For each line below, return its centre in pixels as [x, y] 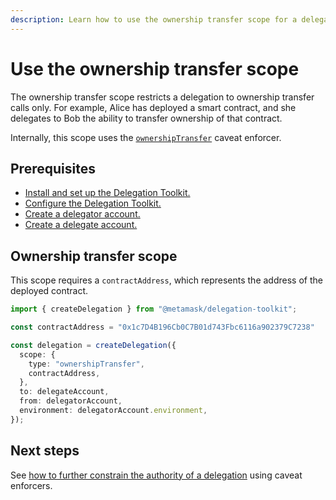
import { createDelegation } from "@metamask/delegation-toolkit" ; [154, 309]
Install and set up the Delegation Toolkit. [107, 193]
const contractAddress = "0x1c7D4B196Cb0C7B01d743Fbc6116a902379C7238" [162, 327]
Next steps [45, 451]
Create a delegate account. [81, 225]
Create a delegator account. [82, 214]
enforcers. [31, 485]
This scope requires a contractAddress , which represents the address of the [166, 280]
